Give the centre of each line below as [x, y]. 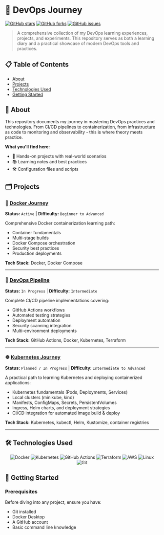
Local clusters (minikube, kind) [43, 397]
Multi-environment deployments [44, 331]
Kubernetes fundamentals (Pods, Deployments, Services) [70, 392]
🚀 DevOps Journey [44, 10]
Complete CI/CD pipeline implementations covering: [57, 300]
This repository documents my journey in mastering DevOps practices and [80, 121]
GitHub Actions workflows [38, 310]
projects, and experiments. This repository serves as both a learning [86, 38]
